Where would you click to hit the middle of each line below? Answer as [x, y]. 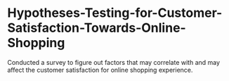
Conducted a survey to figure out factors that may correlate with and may [113, 62]
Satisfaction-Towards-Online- [97, 28]
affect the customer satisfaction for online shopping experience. [100, 70]
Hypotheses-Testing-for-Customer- [115, 13]
